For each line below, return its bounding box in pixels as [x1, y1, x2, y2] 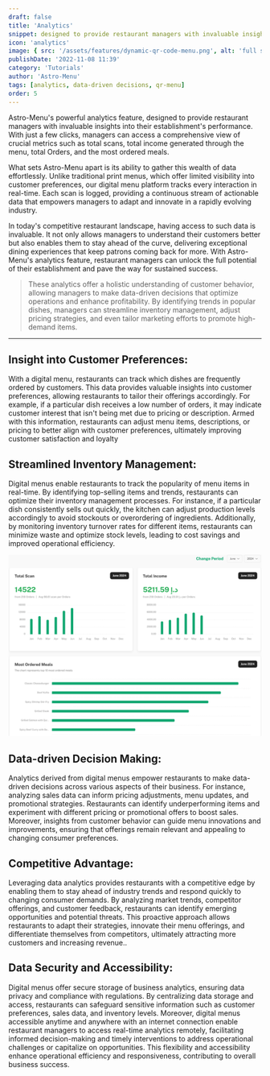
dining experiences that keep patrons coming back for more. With [8, 246, 227, 256]
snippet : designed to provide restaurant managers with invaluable [8, 30, 239, 38]
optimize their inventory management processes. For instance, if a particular [8, 496, 261, 506]
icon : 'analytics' [8, 39, 70, 47]
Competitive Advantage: [8, 856, 134, 870]
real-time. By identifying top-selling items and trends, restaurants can [8, 487, 239, 497]
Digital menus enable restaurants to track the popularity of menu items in [8, 479, 250, 489]
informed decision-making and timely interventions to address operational [8, 1033, 254, 1043]
